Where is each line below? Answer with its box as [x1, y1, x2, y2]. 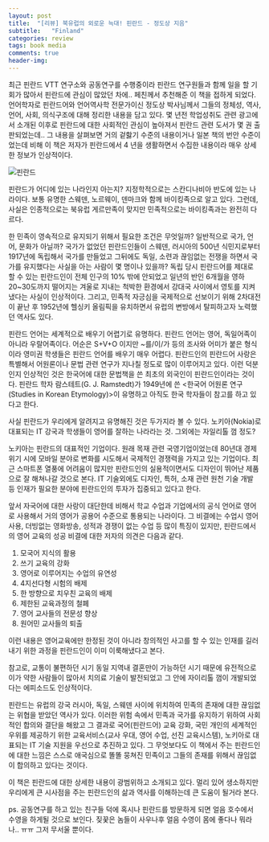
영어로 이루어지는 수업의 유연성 [19, 568, 117, 577]
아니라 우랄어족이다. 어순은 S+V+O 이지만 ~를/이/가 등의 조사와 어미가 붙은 [8, 339, 243, 348]
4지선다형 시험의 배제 [19, 578, 88, 588]
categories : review [8, 34, 74, 43]
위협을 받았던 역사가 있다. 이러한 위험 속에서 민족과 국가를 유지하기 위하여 [16, 709, 247, 720]
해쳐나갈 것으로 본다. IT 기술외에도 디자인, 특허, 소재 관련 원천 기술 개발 [31, 474, 255, 483]
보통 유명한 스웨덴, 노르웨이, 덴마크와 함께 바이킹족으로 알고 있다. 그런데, [31, 194, 259, 203]
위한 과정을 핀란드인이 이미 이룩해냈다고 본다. [22, 645, 165, 655]
